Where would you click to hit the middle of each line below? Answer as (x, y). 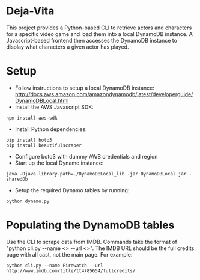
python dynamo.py (28, 201)
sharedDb (17, 179)
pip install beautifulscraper (44, 145)
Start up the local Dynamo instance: (59, 163)
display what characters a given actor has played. (68, 47)
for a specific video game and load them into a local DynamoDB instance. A (100, 34)
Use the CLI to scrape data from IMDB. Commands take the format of (92, 242)
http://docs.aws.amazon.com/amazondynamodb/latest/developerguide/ (104, 94)
